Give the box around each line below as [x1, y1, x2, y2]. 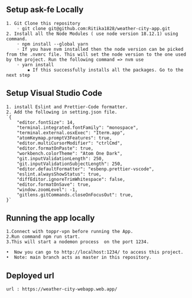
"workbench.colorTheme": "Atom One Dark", [17, 150, 123, 156]
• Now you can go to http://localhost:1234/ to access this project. [6, 250, 184, 255]
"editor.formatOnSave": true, [17, 182, 92, 187]
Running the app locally [6, 213, 95, 223]
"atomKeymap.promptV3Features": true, [17, 135, 112, 141]
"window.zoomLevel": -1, [17, 186, 78, 193]
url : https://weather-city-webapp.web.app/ [6, 286, 118, 292]
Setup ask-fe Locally [6, 5, 84, 15]
